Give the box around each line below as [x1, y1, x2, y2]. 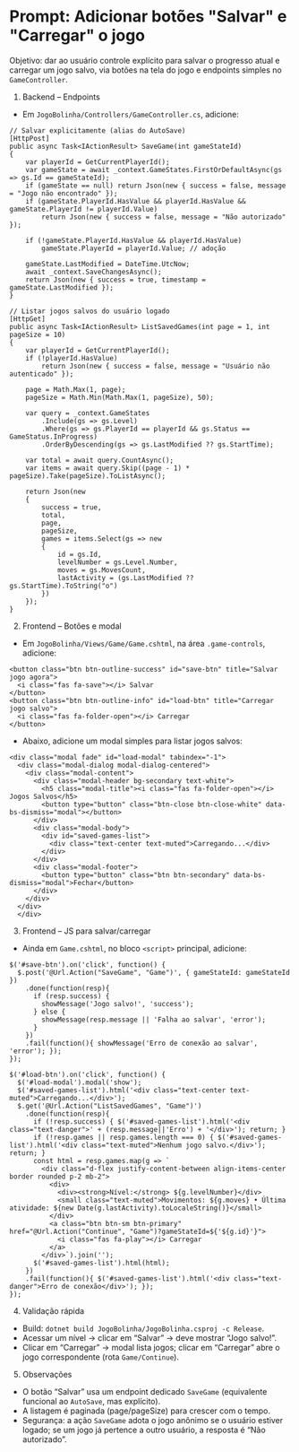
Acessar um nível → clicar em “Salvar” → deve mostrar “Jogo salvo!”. [21, 1332, 278, 1343]
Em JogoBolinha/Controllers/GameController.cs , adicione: [21, 109, 239, 119]
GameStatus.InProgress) [9, 432, 98, 441]
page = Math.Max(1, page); [25, 385, 126, 394]
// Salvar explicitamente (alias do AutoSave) [9, 126, 186, 135]
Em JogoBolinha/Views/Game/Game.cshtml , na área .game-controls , [21, 638, 266, 648]
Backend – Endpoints [21, 91, 100, 102]
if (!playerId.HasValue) [25, 353, 118, 362]
